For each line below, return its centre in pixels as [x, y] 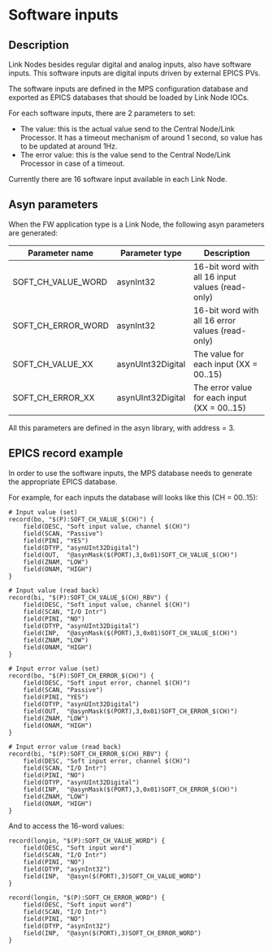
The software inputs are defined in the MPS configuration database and [128, 89]
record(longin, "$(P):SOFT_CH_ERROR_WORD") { [87, 898]
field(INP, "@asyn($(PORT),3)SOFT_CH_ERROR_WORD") [112, 933]
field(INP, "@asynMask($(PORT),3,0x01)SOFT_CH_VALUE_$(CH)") [130, 633]
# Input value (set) [43, 512]
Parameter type [152, 253]
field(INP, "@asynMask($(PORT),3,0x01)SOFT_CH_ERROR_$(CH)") [130, 790]
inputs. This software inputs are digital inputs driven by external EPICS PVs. [134, 73]
